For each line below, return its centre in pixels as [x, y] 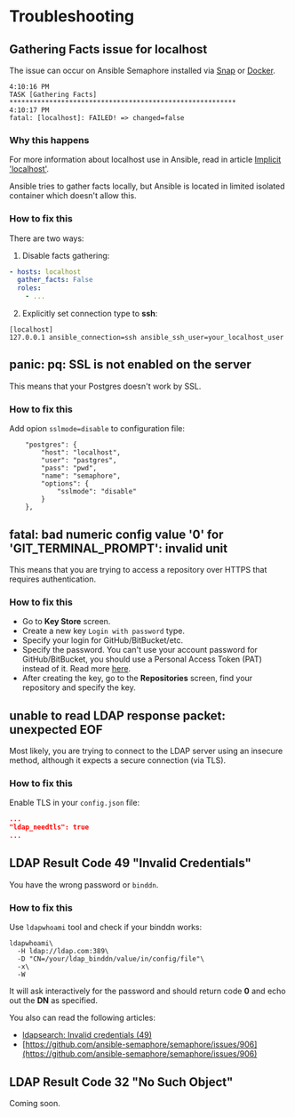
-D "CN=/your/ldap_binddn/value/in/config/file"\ [111, 959]
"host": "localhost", [81, 453]
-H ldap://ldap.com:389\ [63, 952]
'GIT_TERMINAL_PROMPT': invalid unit [119, 548]
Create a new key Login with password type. [103, 631]
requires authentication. [53, 579]
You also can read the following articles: [82, 1018]
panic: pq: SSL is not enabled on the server [130, 365]
